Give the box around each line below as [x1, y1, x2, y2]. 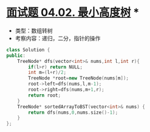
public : [6, 53, 26, 59]
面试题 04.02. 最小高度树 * [6, 5, 140, 20]
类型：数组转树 [15, 27, 53, 34]
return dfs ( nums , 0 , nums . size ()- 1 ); [28, 109, 118, 116]
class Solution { [6, 46, 50, 53]
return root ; [28, 92, 61, 98]
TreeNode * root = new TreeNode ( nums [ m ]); [28, 75, 129, 81]
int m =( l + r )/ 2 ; [28, 70, 67, 76]
